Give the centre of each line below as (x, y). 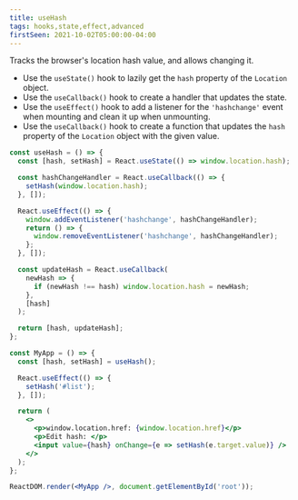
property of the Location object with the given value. (121, 136)
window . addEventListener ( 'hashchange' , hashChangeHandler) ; (142, 219)
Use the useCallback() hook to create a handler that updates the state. (155, 97)
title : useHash (38, 18)
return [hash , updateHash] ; (71, 328)
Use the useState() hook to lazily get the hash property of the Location (155, 78)
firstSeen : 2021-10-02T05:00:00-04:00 (83, 35)
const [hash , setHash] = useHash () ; (87, 361)
